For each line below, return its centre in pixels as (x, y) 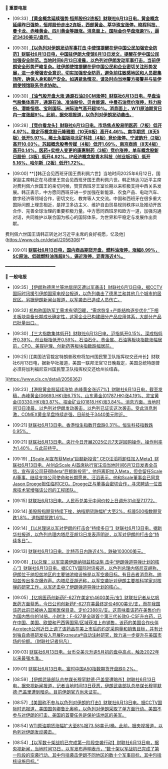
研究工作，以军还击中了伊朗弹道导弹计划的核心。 (72, 587)
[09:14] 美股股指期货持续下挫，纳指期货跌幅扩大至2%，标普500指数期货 (87, 511)
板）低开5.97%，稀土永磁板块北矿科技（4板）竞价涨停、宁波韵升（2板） (87, 138)
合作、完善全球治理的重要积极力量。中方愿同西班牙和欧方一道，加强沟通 (87, 211)
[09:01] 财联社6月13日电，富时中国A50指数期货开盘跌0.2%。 (75, 669)
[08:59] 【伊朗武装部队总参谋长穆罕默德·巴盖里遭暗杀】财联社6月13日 (84, 679)
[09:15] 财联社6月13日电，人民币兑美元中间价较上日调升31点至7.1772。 (85, 500)
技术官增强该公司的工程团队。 (47, 490)
